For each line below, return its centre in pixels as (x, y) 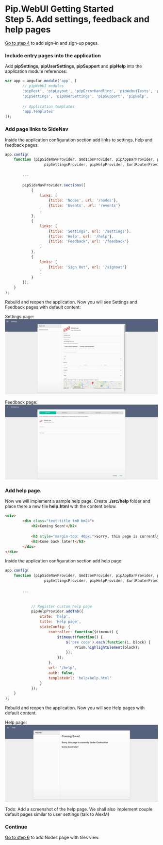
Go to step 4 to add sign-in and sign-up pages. (52, 43)
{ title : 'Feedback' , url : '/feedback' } (89, 241)
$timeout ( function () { (80, 637)
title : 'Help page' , (60, 622)
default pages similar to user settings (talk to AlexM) (57, 814)
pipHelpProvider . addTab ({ (57, 611)
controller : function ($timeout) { (83, 632)
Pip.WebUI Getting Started (59, 9)
